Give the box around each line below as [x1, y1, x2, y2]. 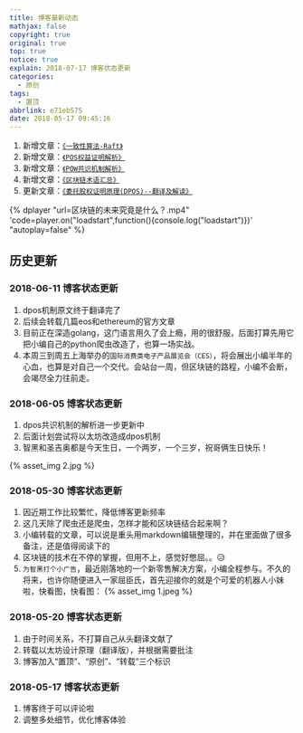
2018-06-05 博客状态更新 [9, 397, 123, 410]
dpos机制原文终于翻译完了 [22, 304, 121, 315]
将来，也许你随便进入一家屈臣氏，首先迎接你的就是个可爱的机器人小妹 [22, 575, 285, 585]
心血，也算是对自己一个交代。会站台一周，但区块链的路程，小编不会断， [22, 361, 292, 372]
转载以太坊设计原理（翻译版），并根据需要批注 [22, 644, 194, 655]
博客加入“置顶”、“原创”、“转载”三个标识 [22, 655, 171, 666]
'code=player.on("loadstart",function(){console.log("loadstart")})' [9, 214, 253, 226]
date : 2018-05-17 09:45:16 [9, 114, 111, 123]
